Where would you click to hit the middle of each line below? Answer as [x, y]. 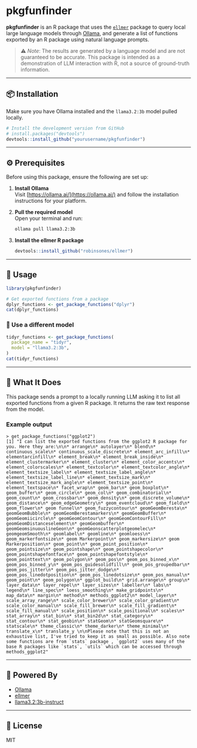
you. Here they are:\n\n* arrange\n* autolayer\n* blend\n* [81, 447]
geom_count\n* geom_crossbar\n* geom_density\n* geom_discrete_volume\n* [98, 498]
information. [35, 69]
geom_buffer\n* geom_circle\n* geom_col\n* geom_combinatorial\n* [89, 493]
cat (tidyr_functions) [33, 359]
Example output [29, 424]
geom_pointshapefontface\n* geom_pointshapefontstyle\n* [77, 555]
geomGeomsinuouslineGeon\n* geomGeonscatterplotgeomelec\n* [81, 529]
